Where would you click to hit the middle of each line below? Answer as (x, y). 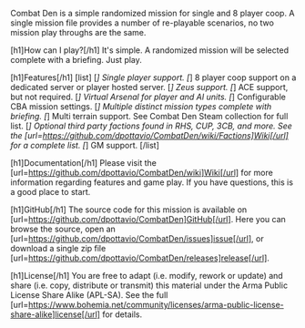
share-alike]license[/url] (56, 314)
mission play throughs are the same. (78, 32)
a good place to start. (51, 192)
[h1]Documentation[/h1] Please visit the (84, 163)
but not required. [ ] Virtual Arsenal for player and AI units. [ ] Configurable (148, 97)
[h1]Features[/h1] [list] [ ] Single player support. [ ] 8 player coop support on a (153, 77)
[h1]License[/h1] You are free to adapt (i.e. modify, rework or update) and (147, 276)
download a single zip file (58, 248)
